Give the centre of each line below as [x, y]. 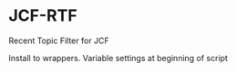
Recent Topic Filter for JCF [59, 40]
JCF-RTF [43, 16]
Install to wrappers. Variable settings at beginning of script [118, 58]
